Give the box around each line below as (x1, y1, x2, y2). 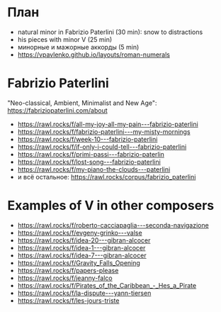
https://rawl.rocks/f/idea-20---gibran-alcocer (17, 235, 151, 245)
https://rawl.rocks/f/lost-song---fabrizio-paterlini (17, 157, 161, 166)
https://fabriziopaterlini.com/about (7, 106, 108, 114)
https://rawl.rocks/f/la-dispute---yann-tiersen (17, 289, 152, 297)
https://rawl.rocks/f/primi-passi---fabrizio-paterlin (17, 150, 165, 158)
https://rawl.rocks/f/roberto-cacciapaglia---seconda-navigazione (17, 221, 209, 229)
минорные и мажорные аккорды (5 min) (17, 43, 140, 51)
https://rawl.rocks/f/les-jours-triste (17, 296, 120, 305)
